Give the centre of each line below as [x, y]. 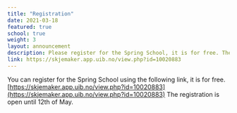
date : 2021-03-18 [33, 20]
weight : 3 [22, 40]
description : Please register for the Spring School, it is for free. [113, 53]
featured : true [30, 27]
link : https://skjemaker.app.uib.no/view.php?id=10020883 [94, 60]
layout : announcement [39, 46]
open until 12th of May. [41, 102]
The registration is [193, 94]
